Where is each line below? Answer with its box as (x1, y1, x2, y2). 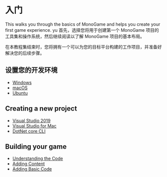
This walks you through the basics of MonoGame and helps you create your (5, 21, 161, 27)
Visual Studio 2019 (12, 118, 51, 123)
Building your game (5, 142, 67, 151)
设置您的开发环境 (5, 66, 58, 74)
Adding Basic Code (12, 166, 52, 172)
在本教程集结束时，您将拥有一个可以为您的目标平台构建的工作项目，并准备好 (5, 44, 162, 50)
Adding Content (12, 161, 45, 167)
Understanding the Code (12, 156, 63, 162)
